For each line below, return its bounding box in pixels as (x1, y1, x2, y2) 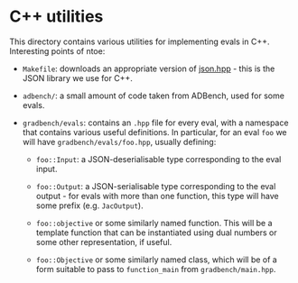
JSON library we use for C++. (22, 72, 133, 83)
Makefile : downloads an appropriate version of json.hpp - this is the (22, 63, 275, 74)
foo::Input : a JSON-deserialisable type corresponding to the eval (35, 153, 282, 164)
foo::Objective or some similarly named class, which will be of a (35, 254, 277, 265)
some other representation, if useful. (35, 236, 172, 247)
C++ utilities (9, 6, 104, 27)
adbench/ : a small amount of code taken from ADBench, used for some (22, 90, 284, 101)
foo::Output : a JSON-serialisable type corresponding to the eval (35, 180, 276, 191)
